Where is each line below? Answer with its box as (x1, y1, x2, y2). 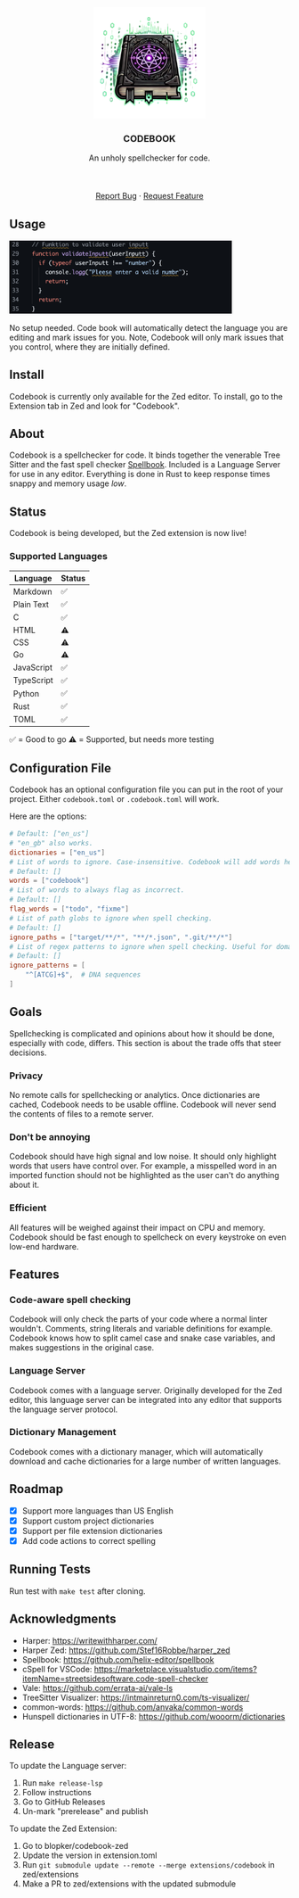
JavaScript (12, 662, 53, 673)
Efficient (9, 1201, 47, 1214)
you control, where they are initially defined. (9, 341, 171, 352)
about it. (9, 1179, 40, 1191)
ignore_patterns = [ (9, 961, 86, 970)
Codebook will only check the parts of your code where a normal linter (9, 1314, 269, 1324)
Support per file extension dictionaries (21, 1525, 163, 1536)
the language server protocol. (9, 1404, 118, 1415)
